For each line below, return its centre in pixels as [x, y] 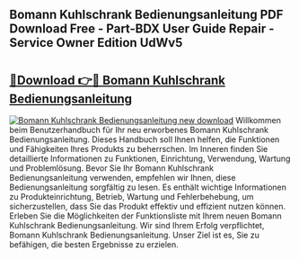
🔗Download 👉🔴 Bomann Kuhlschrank [118, 80]
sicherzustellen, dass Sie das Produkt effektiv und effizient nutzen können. [147, 206]
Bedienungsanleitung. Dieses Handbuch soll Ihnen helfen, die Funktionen [145, 139]
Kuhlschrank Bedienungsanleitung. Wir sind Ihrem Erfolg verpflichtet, [137, 225]
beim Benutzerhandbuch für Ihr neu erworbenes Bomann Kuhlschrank [139, 130]
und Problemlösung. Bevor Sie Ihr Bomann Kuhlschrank [111, 168]
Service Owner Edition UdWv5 [96, 43]
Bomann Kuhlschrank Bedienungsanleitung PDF [146, 15]
